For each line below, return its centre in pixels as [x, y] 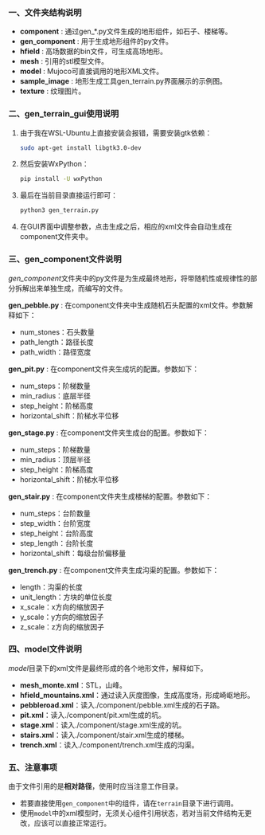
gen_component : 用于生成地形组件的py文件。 [96, 41]
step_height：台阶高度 [57, 533]
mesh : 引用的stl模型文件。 [64, 61]
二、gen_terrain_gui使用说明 [64, 114]
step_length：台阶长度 [57, 543]
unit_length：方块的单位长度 [66, 597]
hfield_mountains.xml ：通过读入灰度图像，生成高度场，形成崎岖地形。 [137, 695]
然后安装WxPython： [54, 164]
